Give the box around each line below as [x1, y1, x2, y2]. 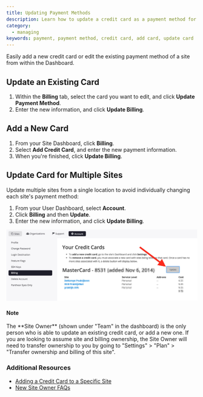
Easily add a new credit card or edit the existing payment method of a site [6, 53, 190, 60]
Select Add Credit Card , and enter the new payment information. [15, 146, 177, 153]
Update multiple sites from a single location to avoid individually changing [6, 186, 190, 194]
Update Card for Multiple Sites [6, 170, 123, 180]
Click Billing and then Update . [15, 211, 91, 218]
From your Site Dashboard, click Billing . [15, 140, 115, 147]
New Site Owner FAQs [15, 384, 71, 391]
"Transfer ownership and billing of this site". [6, 348, 116, 356]
